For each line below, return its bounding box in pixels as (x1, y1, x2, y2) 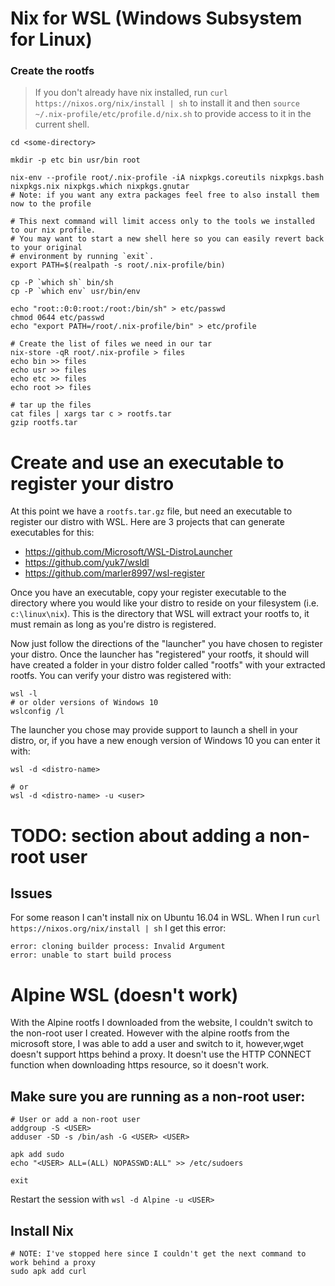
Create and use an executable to (10, 451, 285, 474)
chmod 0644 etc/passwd (10, 313, 105, 323)
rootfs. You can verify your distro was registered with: (10, 670, 232, 682)
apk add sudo (10, 1150, 65, 1160)
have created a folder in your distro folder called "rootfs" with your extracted (10, 659, 326, 671)
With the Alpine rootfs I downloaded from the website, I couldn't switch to (10, 1017, 313, 1029)
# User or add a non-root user (10, 1115, 141, 1125)
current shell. (34, 118, 90, 131)
